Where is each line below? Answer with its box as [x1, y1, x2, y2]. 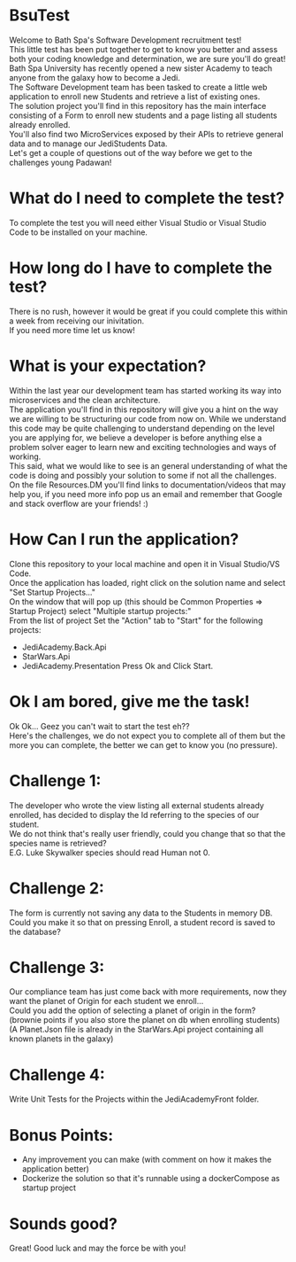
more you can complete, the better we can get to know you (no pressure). [9, 739, 278, 750]
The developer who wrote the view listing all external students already [9, 799, 265, 811]
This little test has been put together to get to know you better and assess [9, 43, 278, 54]
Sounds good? [9, 1213, 118, 1234]
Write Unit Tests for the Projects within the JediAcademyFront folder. [9, 1094, 260, 1104]
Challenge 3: [9, 957, 105, 978]
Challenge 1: [9, 770, 102, 791]
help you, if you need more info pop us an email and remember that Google [9, 488, 283, 499]
